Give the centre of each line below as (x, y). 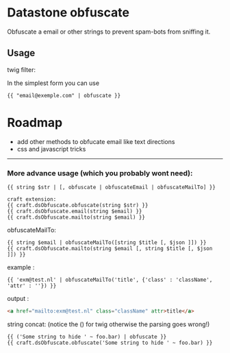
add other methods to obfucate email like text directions (96, 141)
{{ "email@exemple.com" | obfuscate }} (64, 95)
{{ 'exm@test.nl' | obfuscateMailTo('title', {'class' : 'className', (110, 280)
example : (21, 267)
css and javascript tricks (51, 149)
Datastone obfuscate (68, 13)
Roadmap (35, 122)
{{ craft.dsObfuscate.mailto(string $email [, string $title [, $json (110, 248)
